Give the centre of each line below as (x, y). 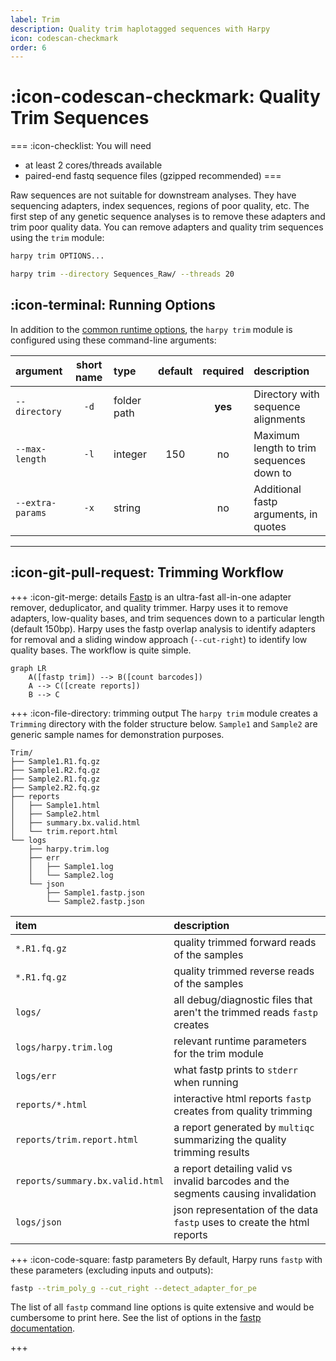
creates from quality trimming (243, 1111)
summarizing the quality (230, 1139)
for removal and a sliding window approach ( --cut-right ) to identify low (159, 639)
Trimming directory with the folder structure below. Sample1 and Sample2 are (164, 723)
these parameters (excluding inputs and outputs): (112, 1270)
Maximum (276, 435)
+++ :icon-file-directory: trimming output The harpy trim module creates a (164, 713)
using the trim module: (57, 238)
